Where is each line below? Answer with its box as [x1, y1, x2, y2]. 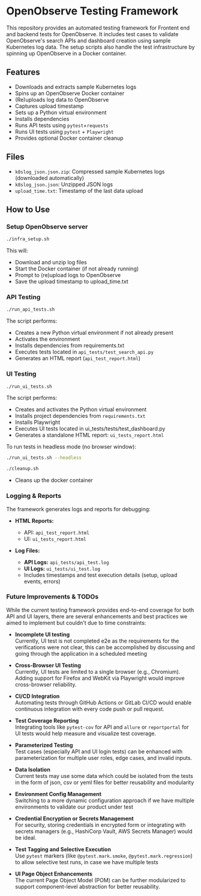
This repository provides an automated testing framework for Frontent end [6, 24, 190, 31]
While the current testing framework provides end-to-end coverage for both [6, 606, 194, 614]
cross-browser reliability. [14, 680, 77, 688]
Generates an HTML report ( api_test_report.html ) [14, 355, 141, 362]
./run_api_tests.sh [6, 306, 55, 313]
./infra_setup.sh [6, 236, 50, 242]
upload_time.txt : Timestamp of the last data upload [14, 187, 143, 194]
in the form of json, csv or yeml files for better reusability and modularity [14, 779, 194, 786]
